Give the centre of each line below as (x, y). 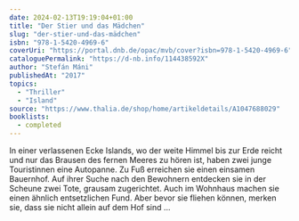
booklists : (29, 117)
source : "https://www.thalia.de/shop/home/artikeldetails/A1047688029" (145, 109)
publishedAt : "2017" (48, 76)
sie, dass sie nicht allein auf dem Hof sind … (90, 207)
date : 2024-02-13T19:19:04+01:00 (71, 17)
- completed (40, 126)
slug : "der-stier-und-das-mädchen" (75, 34)
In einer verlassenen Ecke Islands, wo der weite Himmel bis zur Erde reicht (146, 151)
